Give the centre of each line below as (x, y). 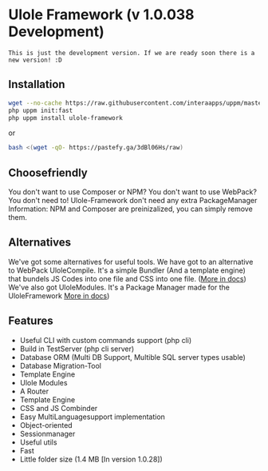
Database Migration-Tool (61, 365)
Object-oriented (46, 425)
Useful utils (38, 442)
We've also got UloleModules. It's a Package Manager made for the (119, 287)
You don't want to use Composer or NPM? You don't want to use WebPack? (133, 192)
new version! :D (35, 60)
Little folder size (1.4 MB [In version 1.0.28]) (91, 459)
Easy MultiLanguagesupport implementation (93, 417)
